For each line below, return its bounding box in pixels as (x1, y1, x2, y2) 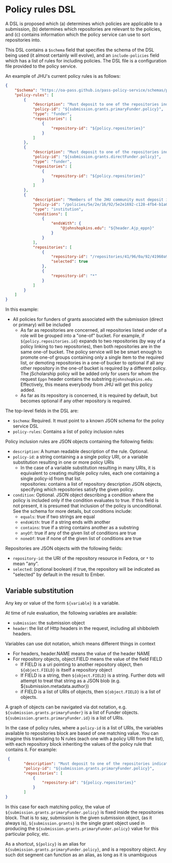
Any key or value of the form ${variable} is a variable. (5, 600, 120, 606)
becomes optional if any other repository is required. (20, 398, 132, 404)
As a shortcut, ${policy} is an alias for (5, 840, 86, 847)
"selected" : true (51, 259, 88, 264)
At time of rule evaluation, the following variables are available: (5, 610, 138, 616)
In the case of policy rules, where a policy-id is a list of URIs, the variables (5, 725, 163, 730)
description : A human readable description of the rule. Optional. (12, 448, 149, 455)
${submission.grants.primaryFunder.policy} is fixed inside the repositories (5, 809, 164, 815)
